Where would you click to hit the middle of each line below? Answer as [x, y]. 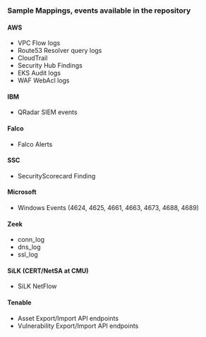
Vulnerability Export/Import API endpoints [78, 326]
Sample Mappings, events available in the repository [99, 11]
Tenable [19, 302]
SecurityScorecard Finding [56, 176]
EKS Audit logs [39, 73]
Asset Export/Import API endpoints [68, 318]
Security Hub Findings [50, 66]
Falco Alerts [35, 144]
